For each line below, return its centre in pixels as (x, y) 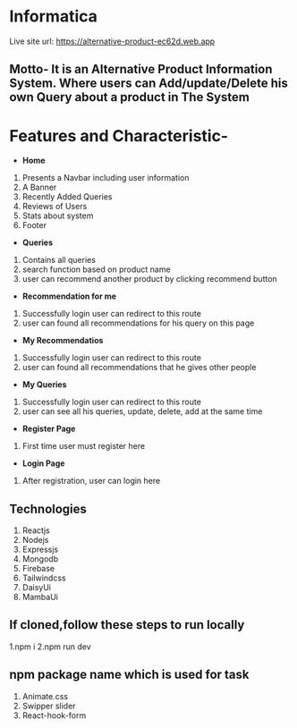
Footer (34, 225)
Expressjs (40, 550)
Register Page (49, 429)
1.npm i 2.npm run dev (50, 647)
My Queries (44, 385)
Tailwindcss (44, 578)
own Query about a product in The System (130, 97)
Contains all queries (59, 260)
